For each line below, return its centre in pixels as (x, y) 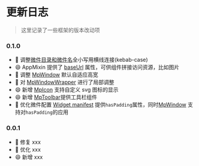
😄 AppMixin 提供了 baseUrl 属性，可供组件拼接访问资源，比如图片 (97, 67)
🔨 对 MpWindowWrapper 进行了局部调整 (64, 82)
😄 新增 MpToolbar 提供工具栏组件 (56, 97)
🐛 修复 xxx (28, 142)
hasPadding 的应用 (47, 112)
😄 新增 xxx (29, 157)
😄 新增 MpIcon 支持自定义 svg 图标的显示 (67, 90)
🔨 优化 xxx (28, 149)
